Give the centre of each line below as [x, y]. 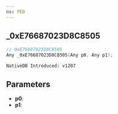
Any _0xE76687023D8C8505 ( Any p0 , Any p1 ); [60, 55]
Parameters [28, 84]
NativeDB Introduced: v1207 [41, 66]
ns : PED [16, 12]
